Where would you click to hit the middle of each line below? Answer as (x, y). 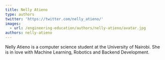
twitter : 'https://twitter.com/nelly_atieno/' (54, 19)
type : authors (20, 14)
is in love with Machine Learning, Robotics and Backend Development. (77, 52)
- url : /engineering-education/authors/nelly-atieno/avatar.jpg (78, 28)
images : (13, 24)
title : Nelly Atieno (27, 10)
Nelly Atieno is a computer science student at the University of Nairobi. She (83, 47)
